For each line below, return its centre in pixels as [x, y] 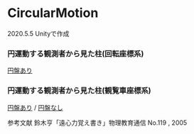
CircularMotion [53, 13]
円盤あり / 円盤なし [35, 107]
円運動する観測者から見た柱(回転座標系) [76, 53]
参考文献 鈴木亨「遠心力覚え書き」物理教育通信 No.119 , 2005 [97, 123]
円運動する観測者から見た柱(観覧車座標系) [79, 91]
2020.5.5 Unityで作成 [38, 33]
